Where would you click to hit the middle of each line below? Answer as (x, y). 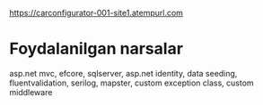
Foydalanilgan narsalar (96, 49)
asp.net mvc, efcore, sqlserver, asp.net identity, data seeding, (123, 73)
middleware (31, 92)
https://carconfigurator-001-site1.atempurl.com (96, 13)
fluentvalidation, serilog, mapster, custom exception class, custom (131, 83)
